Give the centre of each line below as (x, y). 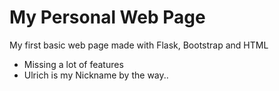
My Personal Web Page (107, 17)
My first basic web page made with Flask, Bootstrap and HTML (139, 45)
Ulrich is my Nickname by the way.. (96, 75)
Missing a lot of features (73, 64)
